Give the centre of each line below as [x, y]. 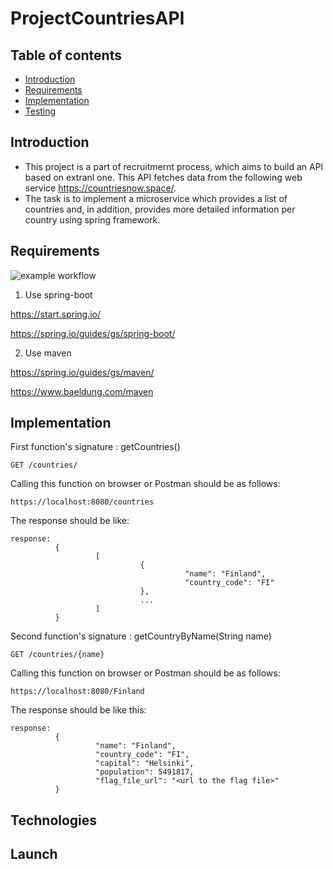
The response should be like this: [78, 710]
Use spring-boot [58, 294]
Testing [40, 111]
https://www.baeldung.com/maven [82, 391]
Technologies [54, 820]
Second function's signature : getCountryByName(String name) [141, 636]
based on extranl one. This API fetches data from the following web [163, 177]
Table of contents [66, 55]
